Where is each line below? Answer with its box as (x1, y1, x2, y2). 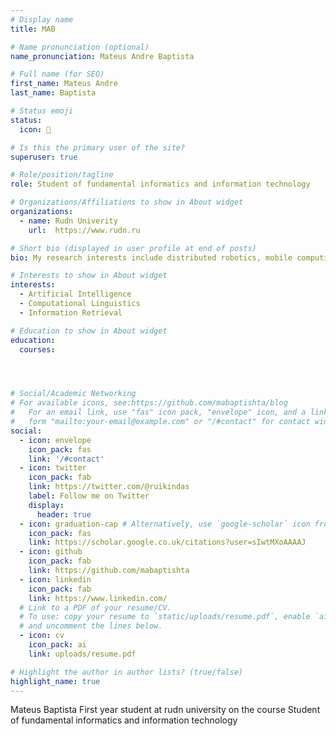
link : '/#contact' (28, 454, 105, 464)
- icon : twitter (19, 463, 87, 473)
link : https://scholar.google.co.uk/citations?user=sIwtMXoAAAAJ (28, 537, 307, 548)
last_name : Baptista (10, 88, 97, 98)
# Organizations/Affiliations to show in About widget (10, 197, 244, 208)
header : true (36, 509, 92, 520)
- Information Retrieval (19, 307, 123, 318)
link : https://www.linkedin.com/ (28, 593, 168, 603)
